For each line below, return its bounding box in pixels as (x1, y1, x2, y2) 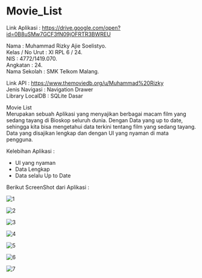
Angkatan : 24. (6, 61, 43, 69)
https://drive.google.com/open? (42, 24, 121, 31)
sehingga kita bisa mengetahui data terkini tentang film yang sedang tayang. (6, 123, 197, 130)
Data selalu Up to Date (14, 171, 71, 179)
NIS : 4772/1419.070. (6, 55, 57, 62)
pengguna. (6, 135, 33, 143)
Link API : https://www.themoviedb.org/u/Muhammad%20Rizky (6, 79, 164, 87)
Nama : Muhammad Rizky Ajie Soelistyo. (6, 42, 107, 49)
